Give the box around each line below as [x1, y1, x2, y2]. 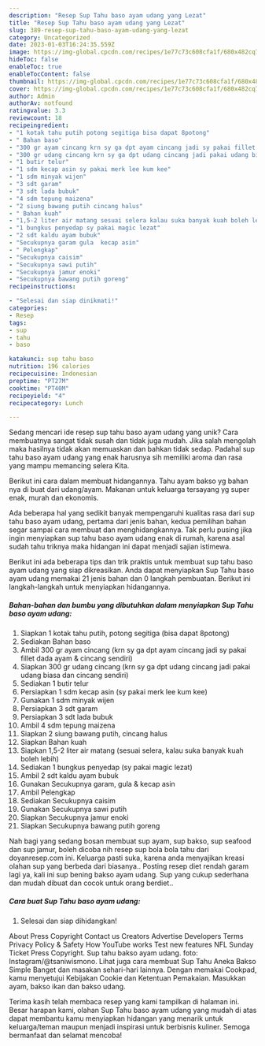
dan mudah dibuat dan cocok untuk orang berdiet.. [9, 878, 174, 888]
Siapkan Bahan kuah [20, 738, 87, 747]
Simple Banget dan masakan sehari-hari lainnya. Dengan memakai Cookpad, [9, 965, 257, 974]
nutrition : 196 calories [9, 363, 90, 370]
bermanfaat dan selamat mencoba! [9, 1030, 123, 1040]
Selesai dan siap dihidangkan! [20, 916, 117, 926]
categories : [9, 304, 48, 312]
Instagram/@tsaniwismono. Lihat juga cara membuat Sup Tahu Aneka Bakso [9, 957, 256, 966]
